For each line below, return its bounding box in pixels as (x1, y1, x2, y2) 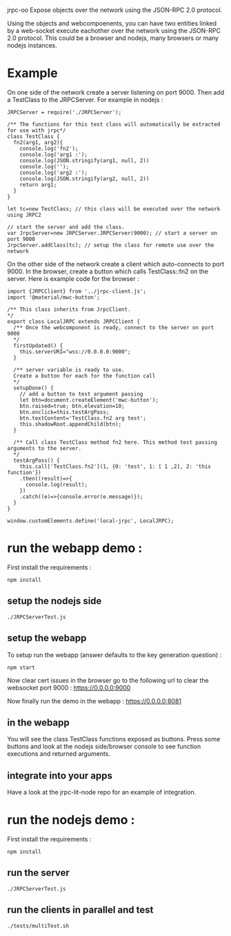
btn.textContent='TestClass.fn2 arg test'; (19, 414, 147, 422)
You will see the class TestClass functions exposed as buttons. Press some (7, 735, 221, 743)
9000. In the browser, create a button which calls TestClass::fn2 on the (7, 267, 209, 275)
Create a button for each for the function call (13, 372, 156, 379)
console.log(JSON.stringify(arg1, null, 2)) (19, 157, 150, 164)
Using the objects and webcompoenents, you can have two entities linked (7, 19, 217, 27)
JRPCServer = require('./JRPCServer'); (7, 108, 122, 116)
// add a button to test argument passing (19, 390, 143, 398)
